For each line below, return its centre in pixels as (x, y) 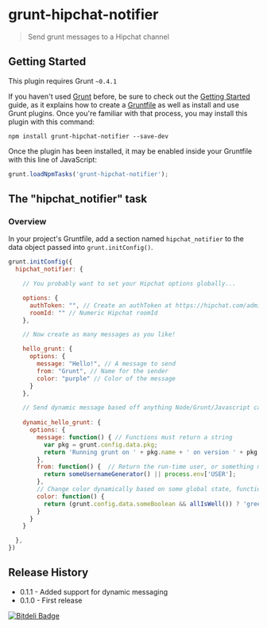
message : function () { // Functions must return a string (135, 437)
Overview (27, 221)
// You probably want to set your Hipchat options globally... (130, 284)
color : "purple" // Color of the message (106, 378)
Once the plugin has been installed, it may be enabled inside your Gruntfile (130, 151)
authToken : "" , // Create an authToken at (101, 305)
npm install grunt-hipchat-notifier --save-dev (89, 136)
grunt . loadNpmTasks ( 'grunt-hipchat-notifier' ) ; (89, 174)
